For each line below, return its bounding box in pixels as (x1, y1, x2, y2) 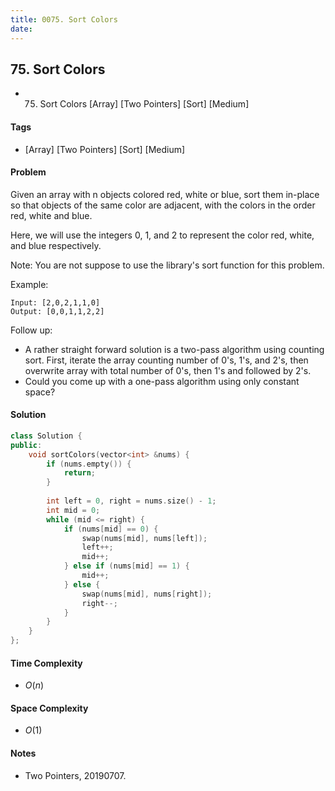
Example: (10, 278, 49, 290)
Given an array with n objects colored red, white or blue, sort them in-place (10, 188, 320, 200)
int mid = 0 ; (46, 505, 101, 515)
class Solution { (10, 431, 83, 441)
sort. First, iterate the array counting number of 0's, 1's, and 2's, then (24, 354, 309, 366)
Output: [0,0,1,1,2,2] (10, 306, 105, 316)
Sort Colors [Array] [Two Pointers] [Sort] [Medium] (39, 98, 250, 110)
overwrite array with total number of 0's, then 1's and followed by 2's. (24, 364, 312, 376)
